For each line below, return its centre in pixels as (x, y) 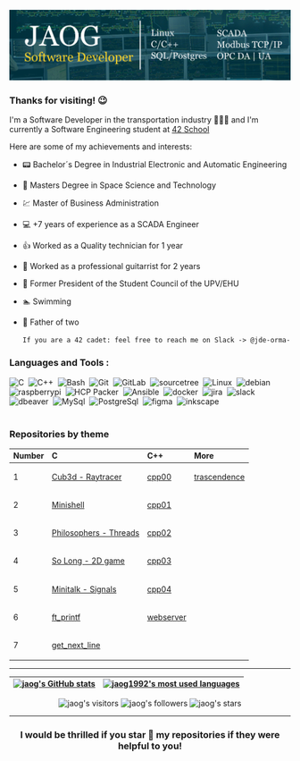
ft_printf (67, 617)
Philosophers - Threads (96, 533)
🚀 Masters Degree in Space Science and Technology (119, 185)
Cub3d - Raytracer (87, 477)
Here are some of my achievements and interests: (101, 147)
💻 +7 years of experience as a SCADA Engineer (110, 224)
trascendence (219, 477)
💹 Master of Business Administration (90, 203)
